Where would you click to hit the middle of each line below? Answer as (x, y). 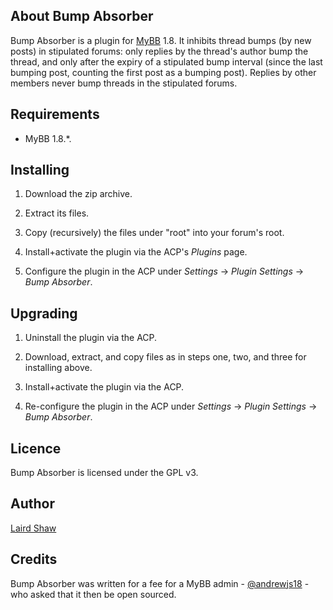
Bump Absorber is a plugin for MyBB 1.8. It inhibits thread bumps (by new (161, 40)
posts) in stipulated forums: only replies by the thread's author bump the (159, 51)
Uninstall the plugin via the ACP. (91, 338)
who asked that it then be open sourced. (93, 594)
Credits (34, 559)
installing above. (58, 368)
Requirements (55, 114)
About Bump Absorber (82, 16)
